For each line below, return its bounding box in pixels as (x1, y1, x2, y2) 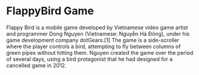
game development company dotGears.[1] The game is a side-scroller (6, 36, 180, 43)
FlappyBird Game (6, 4, 94, 18)
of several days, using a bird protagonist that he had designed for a (6, 55, 173, 62)
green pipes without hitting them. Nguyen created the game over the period (6, 49, 194, 56)
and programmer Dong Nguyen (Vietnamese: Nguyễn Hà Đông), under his (6, 30, 190, 37)
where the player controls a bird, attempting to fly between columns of (6, 43, 181, 50)
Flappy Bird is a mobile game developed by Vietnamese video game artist (6, 24, 188, 31)
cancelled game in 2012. (6, 61, 67, 69)
